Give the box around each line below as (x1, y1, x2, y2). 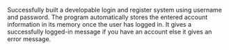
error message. (7, 35, 52, 43)
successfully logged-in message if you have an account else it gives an (7, 27, 212, 36)
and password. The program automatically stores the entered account (7, 13, 208, 21)
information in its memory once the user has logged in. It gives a (7, 21, 192, 28)
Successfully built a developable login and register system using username (7, 6, 223, 14)
